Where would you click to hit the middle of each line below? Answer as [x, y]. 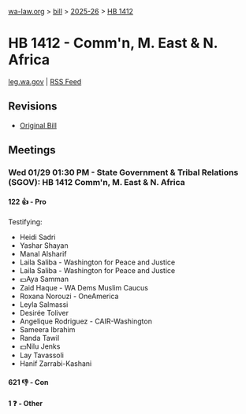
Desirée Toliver [44, 313]
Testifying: [25, 222]
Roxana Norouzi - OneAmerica [69, 296]
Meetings [32, 150]
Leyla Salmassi [44, 305]
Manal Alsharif [43, 254]
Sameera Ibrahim [47, 330]
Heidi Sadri [37, 237]
